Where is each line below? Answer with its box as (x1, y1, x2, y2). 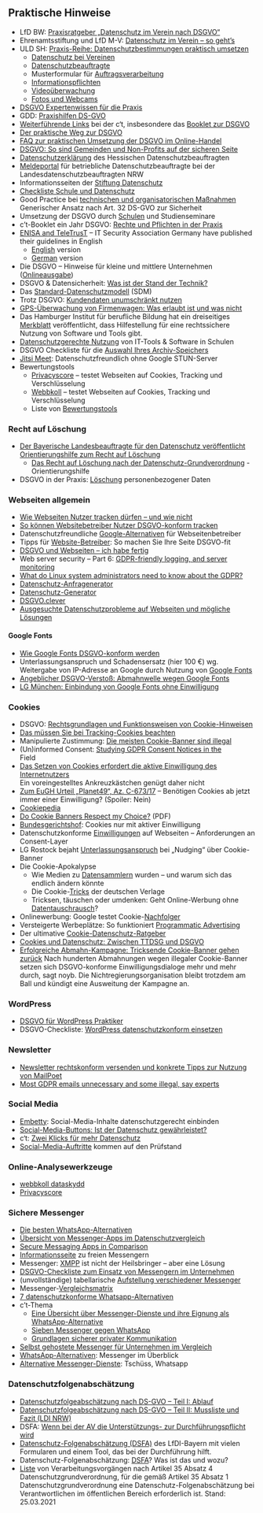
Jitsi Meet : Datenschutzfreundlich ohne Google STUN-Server (19, 354, 218, 363)
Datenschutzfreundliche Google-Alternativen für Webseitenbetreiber (19, 529, 242, 539)
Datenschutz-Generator (19, 588, 97, 597)
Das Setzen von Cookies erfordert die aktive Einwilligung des (19, 761, 217, 770)
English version (31, 244, 81, 254)
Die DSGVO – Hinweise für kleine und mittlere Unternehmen (19, 261, 214, 271)
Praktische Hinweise (8, 6, 111, 20)
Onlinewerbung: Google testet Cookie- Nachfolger (19, 911, 181, 921)
